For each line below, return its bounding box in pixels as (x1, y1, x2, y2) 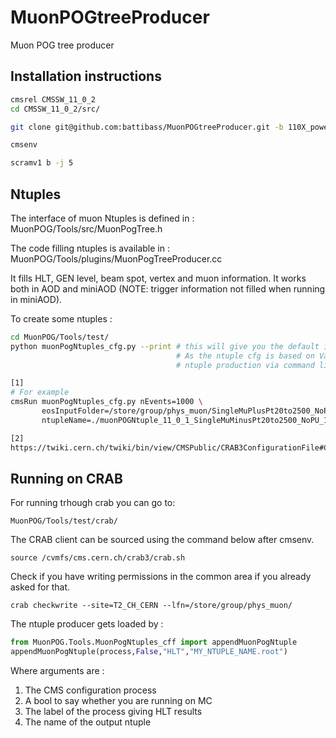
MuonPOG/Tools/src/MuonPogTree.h (10, 222, 163, 235)
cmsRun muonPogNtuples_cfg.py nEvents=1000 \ (10, 397, 203, 407)
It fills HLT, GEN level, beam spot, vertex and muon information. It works (10, 272, 307, 284)
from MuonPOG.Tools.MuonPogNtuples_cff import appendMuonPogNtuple (10, 637, 298, 648)
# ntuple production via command (175, 360, 315, 370)
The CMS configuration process (24, 684, 157, 696)
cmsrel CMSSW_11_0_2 (10, 94, 97, 105)
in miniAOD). (10, 293, 63, 305)
